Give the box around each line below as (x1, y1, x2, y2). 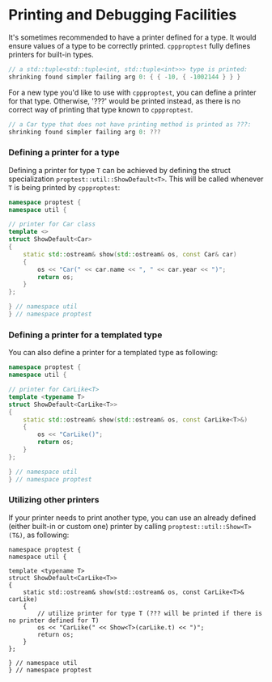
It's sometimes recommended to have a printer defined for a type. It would (8, 32, 257, 42)
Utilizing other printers (8, 494, 100, 506)
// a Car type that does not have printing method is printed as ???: (8, 120, 252, 129)
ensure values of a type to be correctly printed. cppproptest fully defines (8, 40, 251, 50)
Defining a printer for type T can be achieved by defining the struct (8, 165, 231, 175)
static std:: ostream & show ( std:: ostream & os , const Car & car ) (23, 250, 237, 258)
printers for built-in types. (8, 49, 95, 59)
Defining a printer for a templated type (8, 329, 163, 341)
